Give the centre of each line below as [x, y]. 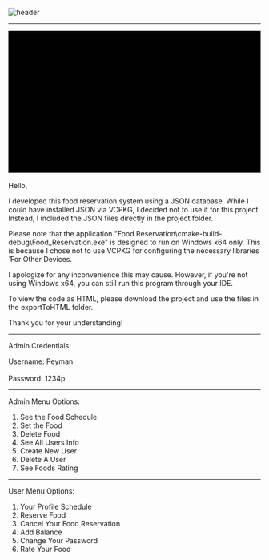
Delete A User [43, 460]
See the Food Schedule [58, 417]
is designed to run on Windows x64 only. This [185, 242]
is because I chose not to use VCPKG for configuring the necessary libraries [134, 251]
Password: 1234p [37, 379]
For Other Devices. [41, 260]
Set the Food [41, 425]
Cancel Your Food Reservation [70, 524]
